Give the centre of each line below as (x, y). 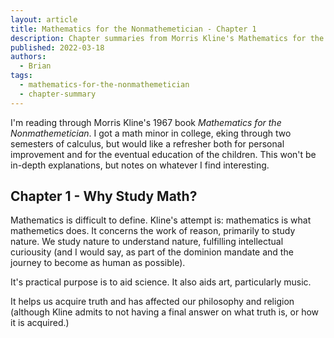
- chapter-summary (58, 94)
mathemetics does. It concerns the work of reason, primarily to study (153, 231)
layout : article (44, 19)
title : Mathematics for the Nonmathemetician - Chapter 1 (133, 29)
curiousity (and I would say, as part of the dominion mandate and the (152, 252)
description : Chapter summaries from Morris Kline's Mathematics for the (167, 38)
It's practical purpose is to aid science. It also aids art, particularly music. (161, 282)
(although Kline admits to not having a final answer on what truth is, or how (165, 312)
